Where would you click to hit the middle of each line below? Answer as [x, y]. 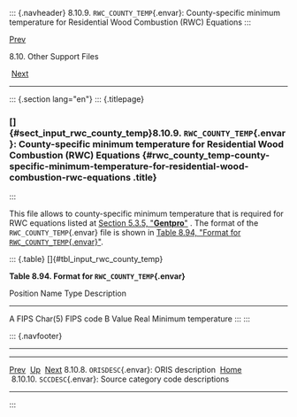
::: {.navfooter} [36, 336]
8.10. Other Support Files [54, 56]
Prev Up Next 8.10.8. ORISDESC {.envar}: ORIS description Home [126, 370]
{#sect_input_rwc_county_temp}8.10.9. [95, 133]
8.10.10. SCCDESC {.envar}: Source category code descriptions [120, 379]
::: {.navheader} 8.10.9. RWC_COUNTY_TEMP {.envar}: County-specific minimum [145, 13]
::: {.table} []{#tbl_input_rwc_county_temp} [86, 259]
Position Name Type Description [68, 293]
